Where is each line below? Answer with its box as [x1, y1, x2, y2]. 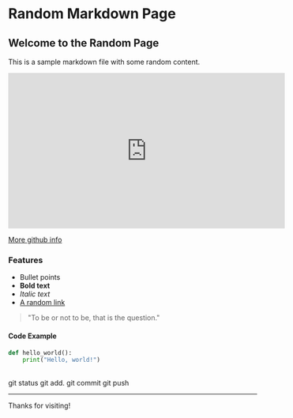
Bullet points [19, 273, 61, 282]
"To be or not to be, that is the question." [27, 313, 160, 322]
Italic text [19, 289, 51, 299]
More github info [8, 235, 62, 244]
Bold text [19, 281, 51, 291]
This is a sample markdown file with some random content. [8, 57, 201, 66]
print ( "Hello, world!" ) [22, 356, 101, 364]
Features [8, 254, 43, 265]
